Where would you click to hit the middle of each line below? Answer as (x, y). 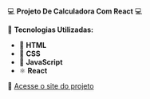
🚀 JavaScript (41, 62)
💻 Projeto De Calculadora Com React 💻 (75, 11)
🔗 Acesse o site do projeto (51, 86)
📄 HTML (33, 45)
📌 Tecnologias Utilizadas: (50, 30)
